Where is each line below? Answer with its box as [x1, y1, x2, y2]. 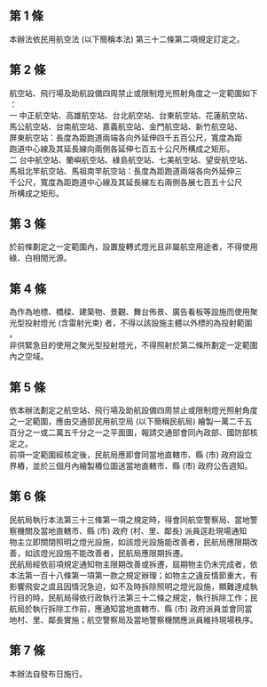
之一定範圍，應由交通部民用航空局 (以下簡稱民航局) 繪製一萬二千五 [9, 416, 253, 427]
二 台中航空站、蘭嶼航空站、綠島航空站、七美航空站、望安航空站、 [9, 154, 253, 165]
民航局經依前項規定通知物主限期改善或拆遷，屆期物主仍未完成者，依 [9, 559, 258, 570]
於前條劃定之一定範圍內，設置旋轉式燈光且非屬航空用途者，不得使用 [9, 241, 258, 252]
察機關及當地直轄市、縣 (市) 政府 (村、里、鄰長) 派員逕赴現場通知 [9, 525, 247, 536]
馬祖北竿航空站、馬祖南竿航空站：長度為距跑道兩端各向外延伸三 [9, 166, 242, 176]
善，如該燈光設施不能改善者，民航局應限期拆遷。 [9, 547, 188, 558]
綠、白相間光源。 [9, 253, 72, 263]
